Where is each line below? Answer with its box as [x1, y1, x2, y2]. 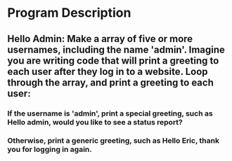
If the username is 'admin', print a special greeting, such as [7, 108, 213, 118]
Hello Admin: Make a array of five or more [7, 33, 193, 45]
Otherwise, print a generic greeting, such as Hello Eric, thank [7, 136, 220, 146]
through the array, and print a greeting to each [7, 76, 214, 88]
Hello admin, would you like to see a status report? [7, 117, 183, 127]
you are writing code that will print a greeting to [7, 55, 219, 66]
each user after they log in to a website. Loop [7, 65, 209, 78]
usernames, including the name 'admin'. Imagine [7, 43, 225, 55]
